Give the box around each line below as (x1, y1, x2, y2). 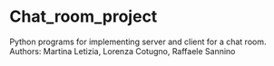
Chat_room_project (9, 6, 158, 27)
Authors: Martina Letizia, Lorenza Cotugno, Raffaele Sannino (9, 45, 236, 56)
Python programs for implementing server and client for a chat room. (9, 36, 267, 47)
